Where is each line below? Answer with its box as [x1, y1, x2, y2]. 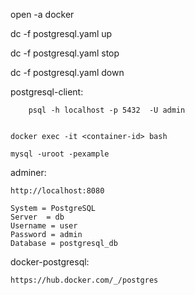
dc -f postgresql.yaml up [10, 28, 113, 39]
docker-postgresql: [10, 256, 90, 268]
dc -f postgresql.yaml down [10, 67, 125, 78]
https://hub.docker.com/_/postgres [10, 275, 159, 285]
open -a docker [10, 9, 75, 20]
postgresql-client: [10, 86, 84, 98]
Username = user [10, 221, 78, 231]
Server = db [10, 212, 65, 222]
